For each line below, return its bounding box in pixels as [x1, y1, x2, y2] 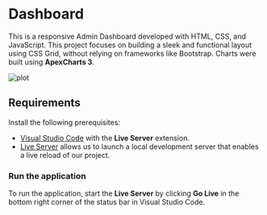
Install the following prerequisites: [8, 118, 121, 127]
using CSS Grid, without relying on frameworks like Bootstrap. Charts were [8, 48, 257, 58]
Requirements [8, 96, 81, 110]
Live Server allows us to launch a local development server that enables [19, 142, 260, 151]
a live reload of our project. [19, 150, 111, 159]
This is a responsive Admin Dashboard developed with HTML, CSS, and [8, 31, 246, 41]
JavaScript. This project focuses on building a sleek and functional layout [8, 39, 252, 49]
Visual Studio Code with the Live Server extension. [19, 133, 190, 143]
